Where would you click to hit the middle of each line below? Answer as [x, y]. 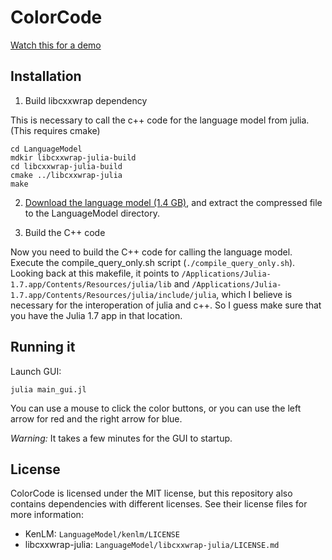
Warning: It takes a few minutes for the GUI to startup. [121, 438]
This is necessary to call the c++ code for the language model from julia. [160, 120]
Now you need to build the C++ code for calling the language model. [151, 252]
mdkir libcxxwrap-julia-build [73, 157]
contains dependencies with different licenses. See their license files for [159, 504]
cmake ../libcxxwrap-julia [66, 175]
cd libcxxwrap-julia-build [66, 166]
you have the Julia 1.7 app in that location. [96, 315]
